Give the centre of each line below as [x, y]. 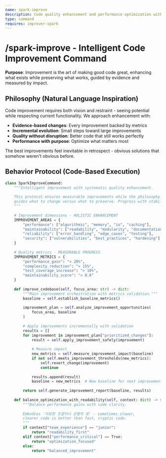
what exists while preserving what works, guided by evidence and [72, 78]
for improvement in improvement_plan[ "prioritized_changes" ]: [88, 335]
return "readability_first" [61, 432]
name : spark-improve [26, 10]
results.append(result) [56, 377]
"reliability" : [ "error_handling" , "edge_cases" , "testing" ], [88, 234]
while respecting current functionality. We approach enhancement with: [78, 116]
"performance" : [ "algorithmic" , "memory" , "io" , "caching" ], [87, 225]
